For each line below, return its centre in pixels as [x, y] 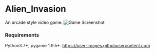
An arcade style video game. [34, 22]
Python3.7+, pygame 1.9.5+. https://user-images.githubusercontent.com [77, 46]
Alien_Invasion [36, 9]
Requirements [22, 35]
